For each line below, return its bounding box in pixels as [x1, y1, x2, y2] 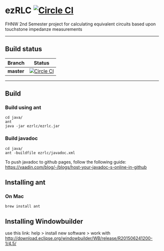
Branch [7, 59, 25, 66]
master [7, 67, 24, 74]
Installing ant [5, 178, 46, 187]
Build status [5, 45, 42, 53]
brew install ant [5, 204, 41, 209]
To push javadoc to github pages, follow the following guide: [5, 159, 126, 165]
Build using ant [5, 104, 41, 111]
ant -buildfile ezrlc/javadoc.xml [5, 150, 76, 155]
